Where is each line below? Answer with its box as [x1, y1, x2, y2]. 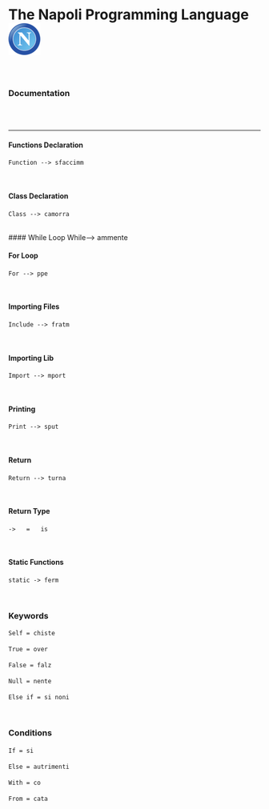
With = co [8, 779, 42, 787]
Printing [8, 404, 36, 414]
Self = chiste [8, 630, 56, 638]
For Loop [8, 250, 38, 261]
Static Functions [8, 558, 64, 567]
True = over [8, 646, 48, 654]
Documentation [8, 87, 70, 98]
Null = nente [8, 678, 52, 686]
